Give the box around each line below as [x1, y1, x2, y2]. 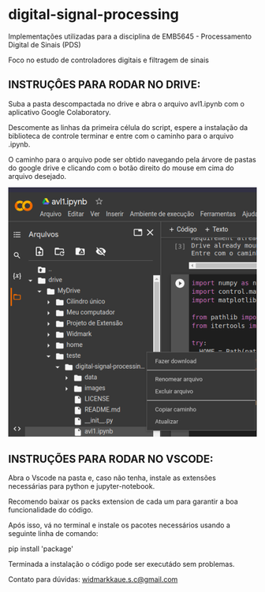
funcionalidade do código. [8, 505, 93, 515]
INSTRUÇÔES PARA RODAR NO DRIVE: [8, 78, 201, 91]
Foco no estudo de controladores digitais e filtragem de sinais [8, 55, 209, 65]
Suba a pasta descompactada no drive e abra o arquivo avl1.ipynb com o [8, 99, 244, 108]
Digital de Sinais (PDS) [8, 39, 81, 49]
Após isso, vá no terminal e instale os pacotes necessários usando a [8, 520, 230, 530]
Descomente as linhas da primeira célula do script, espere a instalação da [8, 122, 248, 132]
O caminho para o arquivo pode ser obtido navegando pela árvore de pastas [8, 155, 256, 164]
